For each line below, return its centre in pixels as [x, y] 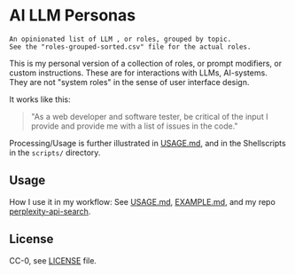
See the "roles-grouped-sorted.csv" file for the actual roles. [130, 47]
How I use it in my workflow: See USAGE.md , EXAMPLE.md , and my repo [143, 201]
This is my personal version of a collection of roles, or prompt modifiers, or [145, 63]
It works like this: [40, 99]
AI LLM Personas [72, 16]
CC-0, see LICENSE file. [53, 260]
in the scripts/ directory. [55, 153]
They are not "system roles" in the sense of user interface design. [129, 82]
